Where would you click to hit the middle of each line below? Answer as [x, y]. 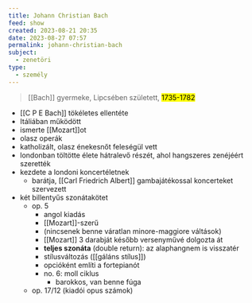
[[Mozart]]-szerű [71, 223]
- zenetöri [33, 60]
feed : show [26, 23]
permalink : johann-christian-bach [66, 45]
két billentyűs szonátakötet [64, 197]
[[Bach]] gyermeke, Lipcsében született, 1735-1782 [111, 97]
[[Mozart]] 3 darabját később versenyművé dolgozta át [133, 239]
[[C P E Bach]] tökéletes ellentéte [74, 113]
